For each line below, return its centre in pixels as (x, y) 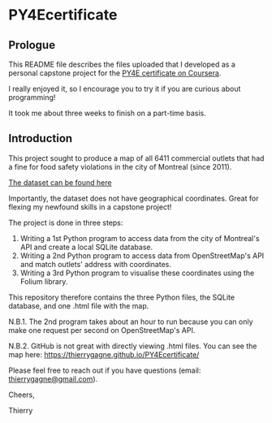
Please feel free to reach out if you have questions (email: (105, 370)
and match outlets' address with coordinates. (96, 264)
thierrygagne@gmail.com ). (53, 378)
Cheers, (22, 395)
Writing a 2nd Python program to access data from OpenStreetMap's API (142, 255)
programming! (32, 97)
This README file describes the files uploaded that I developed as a (122, 64)
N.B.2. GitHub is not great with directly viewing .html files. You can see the (133, 346)
